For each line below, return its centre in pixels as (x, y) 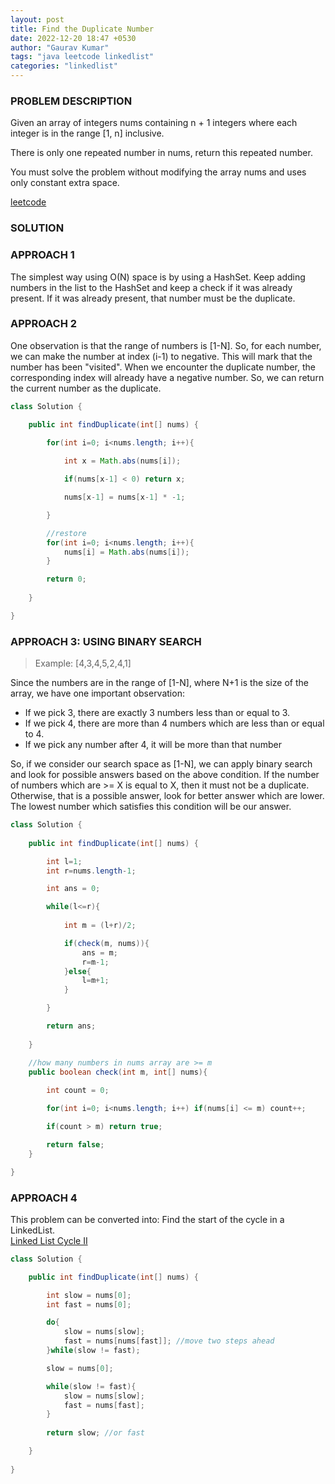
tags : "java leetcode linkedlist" (82, 57)
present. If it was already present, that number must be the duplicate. (153, 298)
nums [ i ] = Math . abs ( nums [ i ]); (126, 552)
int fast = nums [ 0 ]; (89, 1304)
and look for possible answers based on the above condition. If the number (165, 775)
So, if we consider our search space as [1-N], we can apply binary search (161, 764)
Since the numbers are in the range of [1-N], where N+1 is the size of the (159, 683)
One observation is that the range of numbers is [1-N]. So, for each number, (166, 345)
